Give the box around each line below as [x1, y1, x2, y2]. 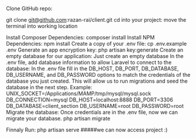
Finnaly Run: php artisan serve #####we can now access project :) [6, 126, 168, 133]
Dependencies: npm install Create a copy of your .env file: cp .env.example [6, 40, 187, 47]
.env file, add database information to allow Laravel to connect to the [6, 59, 172, 66]
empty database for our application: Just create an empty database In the [6, 53, 184, 59]
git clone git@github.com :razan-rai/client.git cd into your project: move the [6, 16, 187, 23]
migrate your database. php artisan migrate [6, 115, 111, 122]
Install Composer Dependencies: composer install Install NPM [6, 34, 155, 40]
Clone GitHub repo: [6, 5, 53, 12]
